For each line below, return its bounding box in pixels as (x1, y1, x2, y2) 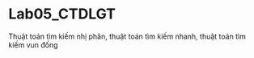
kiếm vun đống (8, 39, 58, 49)
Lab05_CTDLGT (8, 5, 116, 23)
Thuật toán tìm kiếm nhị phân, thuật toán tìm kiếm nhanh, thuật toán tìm (8, 31, 247, 41)
